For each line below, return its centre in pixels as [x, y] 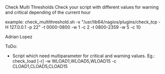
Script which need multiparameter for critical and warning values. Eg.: [83, 56]
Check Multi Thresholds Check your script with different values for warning [82, 7]
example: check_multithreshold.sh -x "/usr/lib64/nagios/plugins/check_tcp [81, 22]
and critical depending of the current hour [48, 12]
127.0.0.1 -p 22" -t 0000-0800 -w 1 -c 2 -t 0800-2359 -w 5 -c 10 [75, 27]
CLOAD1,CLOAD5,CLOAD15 [40, 66]
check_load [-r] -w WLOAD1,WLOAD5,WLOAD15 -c [64, 61]
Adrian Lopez [19, 37]
